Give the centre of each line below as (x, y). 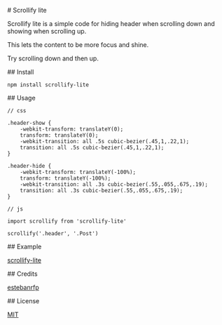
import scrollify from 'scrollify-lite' (67, 221)
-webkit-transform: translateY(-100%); (78, 172)
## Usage (22, 98)
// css (17, 111)
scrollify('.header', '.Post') (53, 234)
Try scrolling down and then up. (53, 58)
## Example (25, 246)
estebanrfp (23, 287)
